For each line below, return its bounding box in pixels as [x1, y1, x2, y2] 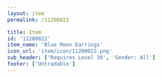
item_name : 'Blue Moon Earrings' [7, 42, 103, 49]
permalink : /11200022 [7, 16, 70, 23]
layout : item [7, 10, 45, 17]
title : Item [7, 29, 41, 36]
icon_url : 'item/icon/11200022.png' [7, 48, 112, 55]
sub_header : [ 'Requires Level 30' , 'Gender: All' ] [7, 54, 156, 62]
